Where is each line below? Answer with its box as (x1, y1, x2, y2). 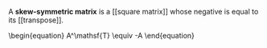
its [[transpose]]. (8, 15, 64, 25)
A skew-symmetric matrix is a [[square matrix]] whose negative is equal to (8, 7, 259, 16)
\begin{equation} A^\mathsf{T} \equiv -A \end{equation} (8, 31, 195, 40)
